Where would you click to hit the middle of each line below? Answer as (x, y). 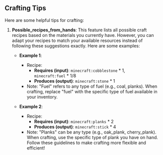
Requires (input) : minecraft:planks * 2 (74, 121)
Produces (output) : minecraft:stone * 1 (75, 81)
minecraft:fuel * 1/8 (55, 76)
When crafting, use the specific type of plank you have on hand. (92, 137)
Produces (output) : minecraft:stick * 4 (75, 127)
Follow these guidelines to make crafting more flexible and (86, 143)
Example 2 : (31, 106)
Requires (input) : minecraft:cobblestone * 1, (80, 70)
